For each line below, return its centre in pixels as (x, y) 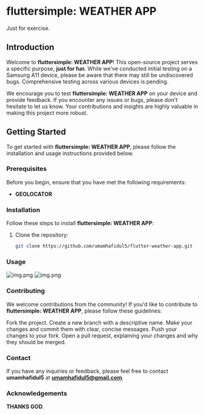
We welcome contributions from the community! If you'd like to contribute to (102, 304)
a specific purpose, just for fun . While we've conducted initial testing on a (99, 68)
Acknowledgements (37, 393)
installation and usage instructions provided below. (70, 153)
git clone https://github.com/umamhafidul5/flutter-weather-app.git (104, 246)
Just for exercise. (28, 28)
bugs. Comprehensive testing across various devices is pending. (87, 81)
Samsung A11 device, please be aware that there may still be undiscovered (100, 75)
